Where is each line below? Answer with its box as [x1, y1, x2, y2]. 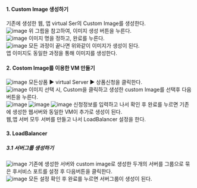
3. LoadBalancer [6, 130, 48, 137]
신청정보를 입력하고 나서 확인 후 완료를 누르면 [73, 101, 179, 108]
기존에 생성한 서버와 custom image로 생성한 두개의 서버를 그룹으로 [29, 160, 184, 167]
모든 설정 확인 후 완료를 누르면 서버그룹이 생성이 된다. [29, 175, 152, 182]
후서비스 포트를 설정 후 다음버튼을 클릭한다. [12, 167, 113, 175]
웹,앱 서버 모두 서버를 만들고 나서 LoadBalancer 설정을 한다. [6, 116, 146, 123]
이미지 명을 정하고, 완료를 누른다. [29, 35, 105, 42]
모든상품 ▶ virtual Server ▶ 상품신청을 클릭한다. [29, 79, 143, 86]
